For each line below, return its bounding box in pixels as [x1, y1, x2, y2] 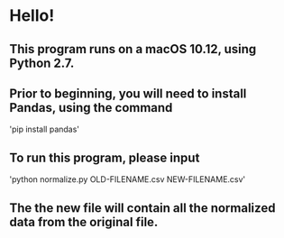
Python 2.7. [9, 55, 75, 70]
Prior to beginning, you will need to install [9, 86, 247, 101]
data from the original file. [9, 214, 159, 230]
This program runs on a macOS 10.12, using [9, 41, 257, 57]
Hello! [9, 5, 55, 26]
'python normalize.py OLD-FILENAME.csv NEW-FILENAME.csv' [9, 174, 246, 185]
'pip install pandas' [9, 124, 79, 135]
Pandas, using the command [9, 100, 173, 115]
